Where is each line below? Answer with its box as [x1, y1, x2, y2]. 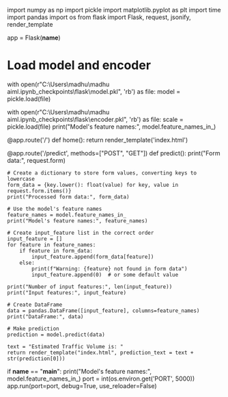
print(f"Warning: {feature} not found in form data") [31, 265, 188, 272]
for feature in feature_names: [7, 241, 96, 248]
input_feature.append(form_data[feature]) [31, 253, 154, 260]
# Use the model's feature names [7, 205, 102, 212]
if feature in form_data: [19, 247, 94, 254]
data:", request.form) [7, 156, 66, 164]
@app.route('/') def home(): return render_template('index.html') [7, 136, 188, 144]
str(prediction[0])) [7, 355, 66, 362]
